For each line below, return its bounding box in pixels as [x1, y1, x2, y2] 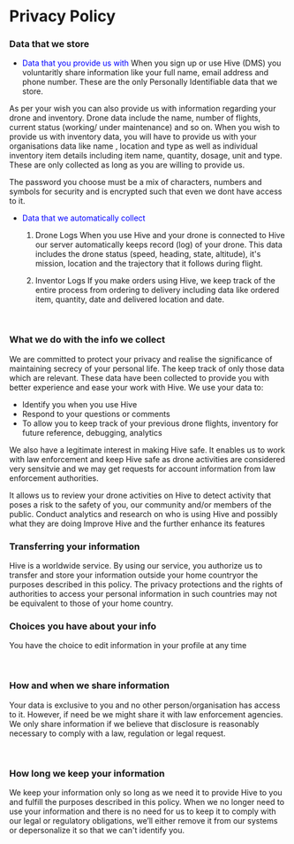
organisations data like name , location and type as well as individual [9, 141, 259, 151]
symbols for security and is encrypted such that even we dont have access [9, 186, 283, 197]
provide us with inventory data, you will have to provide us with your [9, 131, 258, 143]
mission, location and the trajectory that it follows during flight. [34, 259, 263, 269]
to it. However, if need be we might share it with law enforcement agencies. [9, 708, 283, 719]
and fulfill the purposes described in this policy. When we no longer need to [9, 796, 285, 807]
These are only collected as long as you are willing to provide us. [9, 159, 245, 170]
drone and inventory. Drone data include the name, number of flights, [9, 112, 261, 123]
